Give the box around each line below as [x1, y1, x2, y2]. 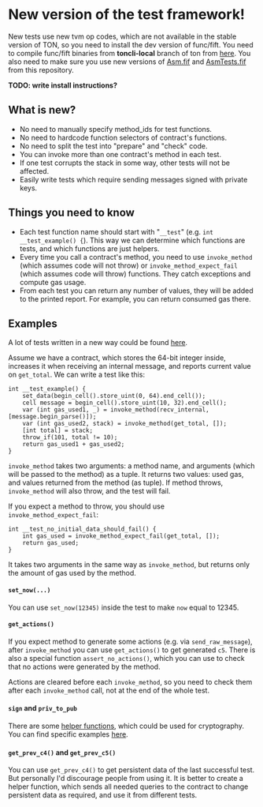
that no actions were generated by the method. [8, 662, 161, 671]
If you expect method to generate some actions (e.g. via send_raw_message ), [8, 636, 254, 646]
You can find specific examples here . [8, 729, 128, 739]
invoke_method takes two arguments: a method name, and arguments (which [8, 461, 255, 471]
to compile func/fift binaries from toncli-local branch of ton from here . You [8, 48, 251, 58]
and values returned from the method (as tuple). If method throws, [8, 478, 224, 487]
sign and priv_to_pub [8, 704, 77, 713]
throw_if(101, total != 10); [22, 434, 118, 441]
